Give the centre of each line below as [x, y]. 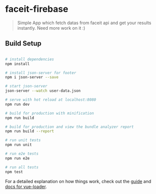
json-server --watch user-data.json [43, 91]
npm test [14, 172]
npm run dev [17, 104]
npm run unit [19, 145]
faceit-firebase [37, 9]
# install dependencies [30, 59]
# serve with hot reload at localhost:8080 [51, 100]
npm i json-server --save [32, 78]
